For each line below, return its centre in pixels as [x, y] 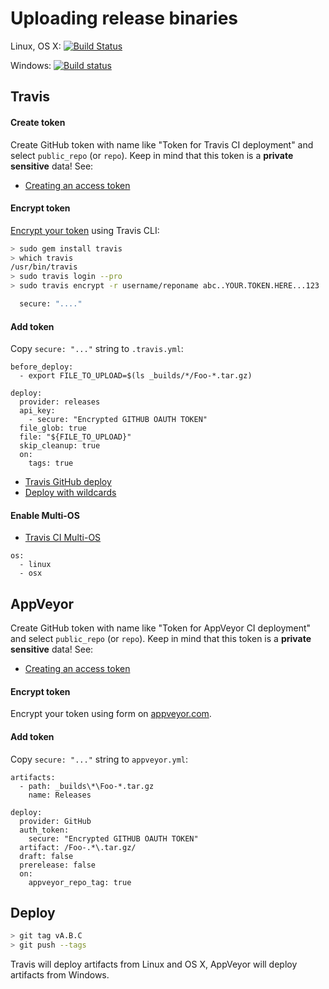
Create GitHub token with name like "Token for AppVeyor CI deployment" [161, 628]
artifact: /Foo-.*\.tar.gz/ [78, 847]
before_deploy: [42, 367]
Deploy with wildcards [70, 493]
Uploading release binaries [124, 18]
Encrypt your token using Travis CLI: [85, 230]
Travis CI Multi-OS [63, 538]
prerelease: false [58, 865]
